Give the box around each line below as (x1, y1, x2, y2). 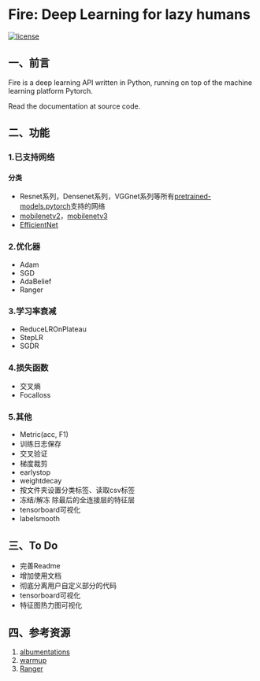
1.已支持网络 (8, 152, 55, 163)
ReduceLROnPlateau (19, 324, 87, 334)
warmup (19, 656, 47, 665)
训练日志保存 (19, 439, 61, 449)
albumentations (19, 647, 71, 657)
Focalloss (19, 390, 51, 400)
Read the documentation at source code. (8, 101, 141, 111)
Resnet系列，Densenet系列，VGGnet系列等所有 (19, 191, 175, 202)
